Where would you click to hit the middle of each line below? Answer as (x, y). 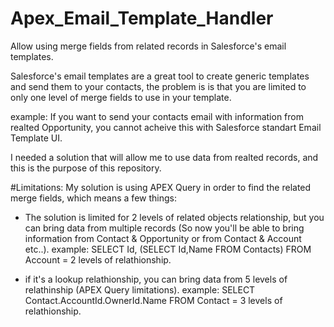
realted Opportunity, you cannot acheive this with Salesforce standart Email (166, 127)
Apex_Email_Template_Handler (142, 18)
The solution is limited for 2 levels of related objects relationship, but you (174, 217)
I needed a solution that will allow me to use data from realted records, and (164, 157)
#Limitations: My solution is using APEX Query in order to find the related (161, 187)
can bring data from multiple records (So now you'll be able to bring (164, 228)
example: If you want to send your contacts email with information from (157, 116)
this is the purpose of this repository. (86, 168)
